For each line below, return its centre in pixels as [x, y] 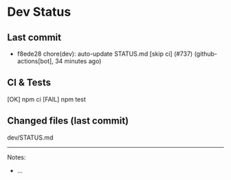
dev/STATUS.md [30, 137]
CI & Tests [29, 83]
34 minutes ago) [78, 61]
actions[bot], [35, 61]
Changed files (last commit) [68, 121]
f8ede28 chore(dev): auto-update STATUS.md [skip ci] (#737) [105, 54]
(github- [206, 54]
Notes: [16, 157]
